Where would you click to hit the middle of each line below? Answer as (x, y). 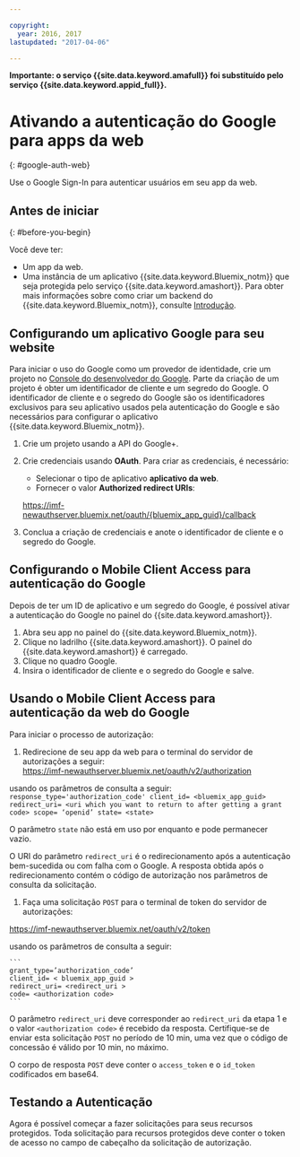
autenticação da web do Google (99, 713)
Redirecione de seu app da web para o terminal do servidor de (137, 752)
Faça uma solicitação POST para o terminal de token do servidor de (144, 901)
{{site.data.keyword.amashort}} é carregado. (105, 651)
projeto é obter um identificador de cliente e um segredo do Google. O (139, 387)
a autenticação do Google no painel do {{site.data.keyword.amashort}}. (141, 614)
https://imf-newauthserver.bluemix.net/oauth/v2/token (110, 928)
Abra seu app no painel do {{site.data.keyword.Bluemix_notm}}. (140, 632)
